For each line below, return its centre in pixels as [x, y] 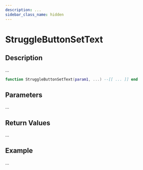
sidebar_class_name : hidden [35, 15]
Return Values [28, 123]
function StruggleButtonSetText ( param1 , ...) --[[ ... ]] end [71, 79]
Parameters [24, 95]
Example [19, 151]
